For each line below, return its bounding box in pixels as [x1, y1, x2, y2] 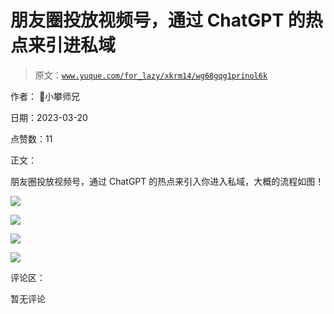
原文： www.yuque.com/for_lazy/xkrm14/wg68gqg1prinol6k [34, 69, 268, 81]
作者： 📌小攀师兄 [10, 90, 81, 102]
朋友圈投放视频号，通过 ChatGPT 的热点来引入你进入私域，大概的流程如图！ [10, 175, 325, 187]
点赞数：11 [10, 132, 53, 145]
